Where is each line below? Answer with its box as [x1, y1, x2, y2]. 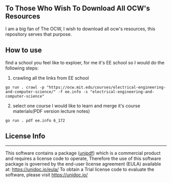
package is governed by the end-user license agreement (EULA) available [5, 161, 161, 167]
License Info [5, 132, 46, 141]
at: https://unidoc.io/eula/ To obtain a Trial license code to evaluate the [5, 166, 155, 173]
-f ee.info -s [58, 89, 88, 94]
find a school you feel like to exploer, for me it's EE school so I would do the [5, 59, 165, 65]
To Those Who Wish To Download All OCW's [5, 4, 150, 13]
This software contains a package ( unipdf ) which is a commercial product [5, 150, 161, 156]
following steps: [5, 65, 39, 71]
